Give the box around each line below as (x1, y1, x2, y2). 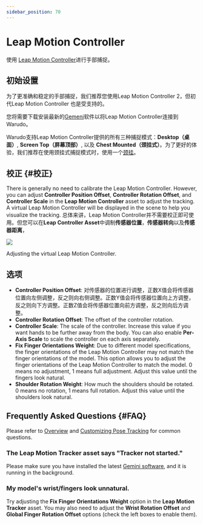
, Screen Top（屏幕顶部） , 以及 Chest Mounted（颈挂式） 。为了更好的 (17, 141, 192, 149)
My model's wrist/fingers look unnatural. (6, 484, 130, 492)
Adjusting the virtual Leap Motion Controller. (6, 250, 117, 257)
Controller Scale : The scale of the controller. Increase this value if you (15, 322, 191, 330)
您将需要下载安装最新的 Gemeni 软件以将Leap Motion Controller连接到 (6, 113, 179, 120)
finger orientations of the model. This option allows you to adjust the (15, 355, 186, 362)
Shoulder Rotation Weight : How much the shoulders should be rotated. (15, 381, 194, 387)
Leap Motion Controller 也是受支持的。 (11, 100, 108, 107)
